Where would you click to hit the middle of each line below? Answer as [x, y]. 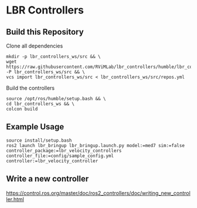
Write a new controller [47, 179]
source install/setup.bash [39, 140]
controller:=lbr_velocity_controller [52, 161]
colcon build [22, 109]
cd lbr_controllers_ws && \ [40, 104]
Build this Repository [45, 32]
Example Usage [35, 127]
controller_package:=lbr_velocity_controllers [64, 151]
